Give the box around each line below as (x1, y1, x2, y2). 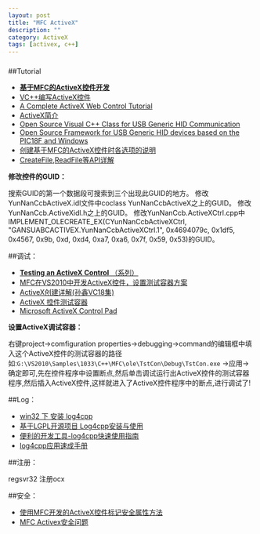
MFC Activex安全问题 (19, 518, 88, 527)
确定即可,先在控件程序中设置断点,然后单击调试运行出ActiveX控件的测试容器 (8, 369, 250, 378)
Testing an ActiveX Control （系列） (19, 268, 139, 278)
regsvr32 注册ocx (8, 474, 65, 484)
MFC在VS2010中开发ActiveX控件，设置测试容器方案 (19, 278, 188, 287)
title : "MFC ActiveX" (8, 19, 79, 27)
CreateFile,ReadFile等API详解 (19, 155, 115, 165)
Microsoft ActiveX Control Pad (19, 307, 117, 316)
